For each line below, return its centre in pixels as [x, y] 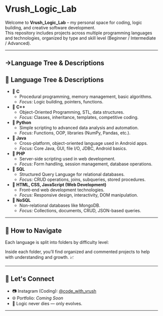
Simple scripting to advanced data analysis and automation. [79, 128]
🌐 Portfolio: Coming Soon [38, 298]
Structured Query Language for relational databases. [72, 175]
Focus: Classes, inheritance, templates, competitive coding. [79, 118]
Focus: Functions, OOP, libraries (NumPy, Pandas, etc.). [75, 133]
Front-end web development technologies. [62, 190]
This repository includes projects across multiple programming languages [79, 33]
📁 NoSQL [21, 200]
